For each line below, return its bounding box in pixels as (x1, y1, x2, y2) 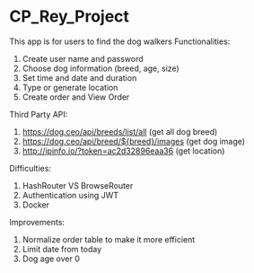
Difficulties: (9, 163, 52, 173)
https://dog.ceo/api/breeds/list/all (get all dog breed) (22, 126, 218, 136)
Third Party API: (9, 109, 68, 119)
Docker (22, 199, 50, 210)
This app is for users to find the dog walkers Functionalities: (9, 36, 231, 47)
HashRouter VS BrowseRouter (22, 180, 134, 190)
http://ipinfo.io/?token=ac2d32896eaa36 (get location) (22, 145, 225, 156)
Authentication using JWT (22, 189, 119, 200)
